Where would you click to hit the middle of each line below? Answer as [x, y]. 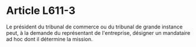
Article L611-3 [41, 11]
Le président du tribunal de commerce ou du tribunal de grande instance [94, 27]
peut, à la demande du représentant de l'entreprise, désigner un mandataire [98, 32]
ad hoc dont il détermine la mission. [50, 39]
